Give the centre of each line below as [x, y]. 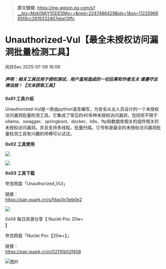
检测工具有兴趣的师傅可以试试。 [42, 134]
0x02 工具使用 [20, 144]
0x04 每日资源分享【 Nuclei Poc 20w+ [44, 219]
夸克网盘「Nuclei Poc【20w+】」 [38, 235]
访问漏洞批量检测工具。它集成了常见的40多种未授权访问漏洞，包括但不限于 [82, 115]
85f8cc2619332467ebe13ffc [46, 18]
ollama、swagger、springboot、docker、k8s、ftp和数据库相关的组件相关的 [82, 121]
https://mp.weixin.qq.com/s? [66, 8]
